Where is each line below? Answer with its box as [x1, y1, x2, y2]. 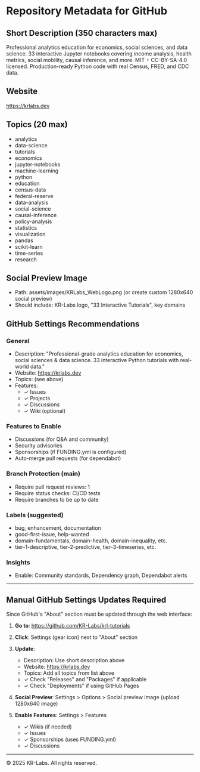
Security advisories [14, 442, 62, 449]
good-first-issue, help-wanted [14, 531, 89, 538]
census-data [14, 186, 46, 193]
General [6, 336, 30, 345]
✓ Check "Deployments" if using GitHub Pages [23, 682, 139, 690]
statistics [14, 224, 37, 231]
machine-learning [14, 167, 59, 174]
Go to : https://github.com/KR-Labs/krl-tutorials [14, 622, 130, 629]
